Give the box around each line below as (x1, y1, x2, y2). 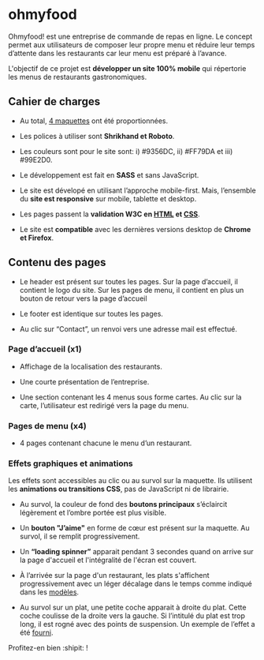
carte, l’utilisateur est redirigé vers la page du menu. (19, 400, 189, 410)
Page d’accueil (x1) (8, 343, 82, 354)
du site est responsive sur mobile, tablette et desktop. (19, 193, 197, 203)
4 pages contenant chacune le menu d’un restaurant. (19, 438, 192, 448)
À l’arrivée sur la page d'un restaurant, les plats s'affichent (19, 571, 210, 580)
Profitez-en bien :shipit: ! (8, 643, 88, 653)
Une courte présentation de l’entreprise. (19, 377, 150, 386)
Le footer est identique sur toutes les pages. (19, 309, 164, 318)
